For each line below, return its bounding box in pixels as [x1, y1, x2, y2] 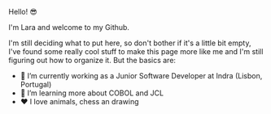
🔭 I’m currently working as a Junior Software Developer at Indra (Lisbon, [20, 71, 263, 80]
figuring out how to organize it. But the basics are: [8, 56, 177, 65]
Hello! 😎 [8, 7, 38, 16]
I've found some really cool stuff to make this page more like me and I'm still [8, 47, 264, 56]
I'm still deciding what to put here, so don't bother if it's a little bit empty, [8, 38, 251, 48]
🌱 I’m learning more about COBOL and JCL [20, 88, 164, 98]
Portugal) [20, 80, 52, 89]
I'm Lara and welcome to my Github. [8, 23, 130, 32]
